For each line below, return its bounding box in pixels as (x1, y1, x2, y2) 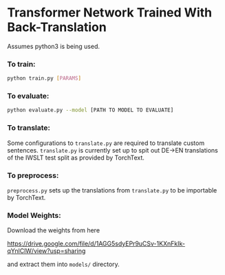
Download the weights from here (7, 226, 100, 234)
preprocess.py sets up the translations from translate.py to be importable (7, 186, 217, 194)
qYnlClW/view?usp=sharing (7, 247, 86, 255)
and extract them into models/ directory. (7, 260, 120, 269)
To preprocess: (7, 170, 59, 180)
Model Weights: (7, 210, 61, 220)
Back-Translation (7, 19, 107, 35)
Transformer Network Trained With (7, 5, 212, 21)
